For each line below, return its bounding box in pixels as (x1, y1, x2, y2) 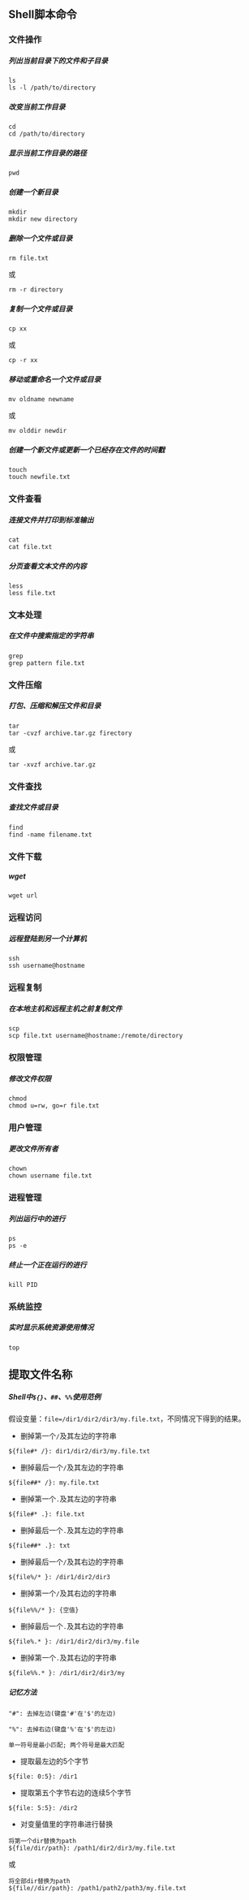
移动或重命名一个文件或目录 (8, 374, 101, 384)
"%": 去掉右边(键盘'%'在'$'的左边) (8, 1725, 116, 1734)
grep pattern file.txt (8, 659, 85, 667)
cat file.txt (8, 542, 53, 551)
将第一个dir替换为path (8, 1837, 77, 1846)
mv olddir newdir (8, 427, 67, 435)
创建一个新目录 (8, 187, 58, 196)
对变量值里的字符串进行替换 (19, 1820, 114, 1829)
